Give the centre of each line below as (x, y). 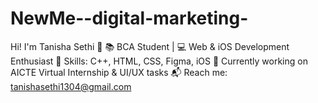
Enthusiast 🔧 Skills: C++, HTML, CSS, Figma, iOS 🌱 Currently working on (159, 61)
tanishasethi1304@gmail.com (71, 86)
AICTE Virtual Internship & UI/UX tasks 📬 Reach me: (119, 72)
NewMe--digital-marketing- (129, 18)
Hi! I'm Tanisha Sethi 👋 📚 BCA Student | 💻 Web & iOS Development (150, 46)
